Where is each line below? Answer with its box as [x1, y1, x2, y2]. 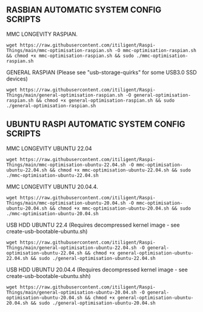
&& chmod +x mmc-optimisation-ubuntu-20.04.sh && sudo [49, 205, 191, 211]
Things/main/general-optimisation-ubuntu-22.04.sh [6, 245, 137, 251]
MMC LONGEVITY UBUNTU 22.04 [6, 145, 92, 152]
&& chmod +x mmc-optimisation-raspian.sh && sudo [6, 53, 135, 59]
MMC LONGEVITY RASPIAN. [6, 30, 78, 38]
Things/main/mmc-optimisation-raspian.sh [6, 47, 113, 53]
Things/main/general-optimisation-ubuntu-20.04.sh [6, 289, 137, 296]
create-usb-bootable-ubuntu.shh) [6, 272, 91, 279]
